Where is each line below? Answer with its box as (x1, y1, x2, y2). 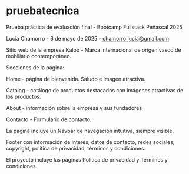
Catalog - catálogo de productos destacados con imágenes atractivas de (6, 86, 184, 93)
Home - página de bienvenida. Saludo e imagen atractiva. (6, 75, 146, 82)
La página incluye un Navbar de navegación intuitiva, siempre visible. (6, 127, 174, 134)
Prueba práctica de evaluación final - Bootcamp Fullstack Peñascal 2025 (6, 24, 183, 31)
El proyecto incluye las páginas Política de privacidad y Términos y (6, 156, 168, 163)
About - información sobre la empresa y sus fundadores (6, 104, 142, 111)
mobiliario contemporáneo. (6, 52, 72, 59)
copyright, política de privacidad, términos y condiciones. (6, 145, 146, 152)
